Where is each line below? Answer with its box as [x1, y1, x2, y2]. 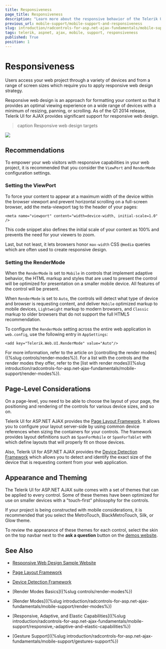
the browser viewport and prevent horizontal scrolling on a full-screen [5, 198, 148, 204]
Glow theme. [5, 517, 31, 523]
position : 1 [5, 40, 30, 45]
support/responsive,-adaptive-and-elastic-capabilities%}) [12, 623, 131, 629]
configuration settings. [5, 170, 51, 176]
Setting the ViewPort [5, 182, 56, 189]
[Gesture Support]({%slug [12, 633, 66, 639]
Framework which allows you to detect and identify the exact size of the [5, 454, 152, 460]
